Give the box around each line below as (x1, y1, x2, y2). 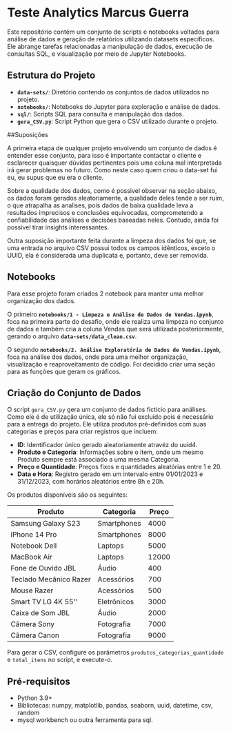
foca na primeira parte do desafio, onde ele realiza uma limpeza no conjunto (7, 317, 224, 325)
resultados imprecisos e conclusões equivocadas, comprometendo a (7, 208, 203, 216)
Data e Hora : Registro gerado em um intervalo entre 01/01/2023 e (17, 470, 203, 478)
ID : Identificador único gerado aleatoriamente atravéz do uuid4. (17, 441, 198, 449)
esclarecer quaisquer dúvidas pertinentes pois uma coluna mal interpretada (7, 158, 222, 167)
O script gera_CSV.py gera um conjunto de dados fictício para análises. (7, 405, 208, 414)
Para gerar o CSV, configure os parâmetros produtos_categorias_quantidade (7, 648, 224, 657)
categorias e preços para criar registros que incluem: (7, 427, 159, 435)
